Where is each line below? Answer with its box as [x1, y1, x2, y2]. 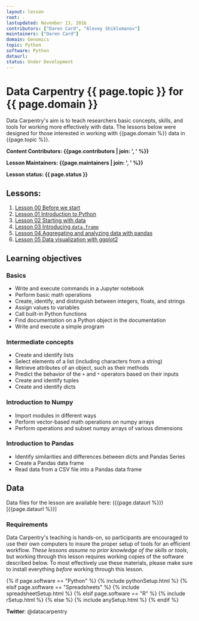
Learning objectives [6, 253, 82, 263]
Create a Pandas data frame [14, 459, 85, 467]
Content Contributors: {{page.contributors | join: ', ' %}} [6, 148, 149, 155]
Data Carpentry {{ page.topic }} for [6, 84, 183, 98]
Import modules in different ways [14, 412, 97, 419]
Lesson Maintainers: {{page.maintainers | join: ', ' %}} [6, 159, 143, 166]
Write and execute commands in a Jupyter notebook [14, 285, 145, 292]
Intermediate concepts [6, 337, 74, 346]
